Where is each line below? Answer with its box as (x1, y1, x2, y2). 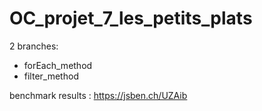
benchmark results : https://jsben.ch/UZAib (9, 89, 188, 101)
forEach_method (23, 59, 93, 71)
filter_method (23, 70, 79, 82)
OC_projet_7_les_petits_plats (9, 7, 253, 30)
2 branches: (9, 40, 59, 52)
